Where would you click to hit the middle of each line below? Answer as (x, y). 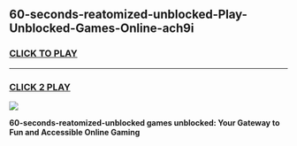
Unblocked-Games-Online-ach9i (102, 29)
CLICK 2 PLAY (40, 87)
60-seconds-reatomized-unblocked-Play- (128, 15)
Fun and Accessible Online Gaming (75, 132)
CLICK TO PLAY (43, 54)
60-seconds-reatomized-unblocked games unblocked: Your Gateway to (145, 122)
